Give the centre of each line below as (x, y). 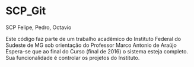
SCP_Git (26, 11)
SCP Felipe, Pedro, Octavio (39, 27)
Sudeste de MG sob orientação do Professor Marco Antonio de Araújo (91, 45)
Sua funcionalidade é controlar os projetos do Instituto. (73, 58)
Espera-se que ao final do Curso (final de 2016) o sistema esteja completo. (97, 51)
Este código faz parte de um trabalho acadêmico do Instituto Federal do (93, 39)
